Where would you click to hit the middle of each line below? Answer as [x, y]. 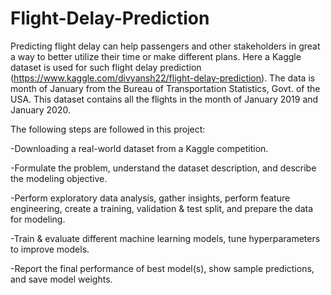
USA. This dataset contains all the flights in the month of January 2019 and [164, 99]
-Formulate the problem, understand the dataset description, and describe [163, 168]
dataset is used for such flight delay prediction [106, 67]
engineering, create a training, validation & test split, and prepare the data [161, 208]
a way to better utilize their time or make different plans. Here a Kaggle [156, 56]
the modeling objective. [59, 178]
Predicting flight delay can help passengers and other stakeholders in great [165, 46]
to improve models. [50, 249]
